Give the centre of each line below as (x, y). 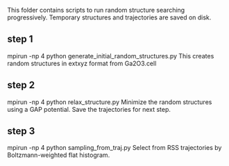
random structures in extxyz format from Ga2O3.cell (82, 63)
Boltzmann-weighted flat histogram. (59, 155)
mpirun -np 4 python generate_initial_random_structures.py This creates (111, 56)
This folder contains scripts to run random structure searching (96, 10)
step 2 (21, 85)
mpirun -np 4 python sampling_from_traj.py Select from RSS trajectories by (114, 148)
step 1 (20, 39)
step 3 (21, 131)
